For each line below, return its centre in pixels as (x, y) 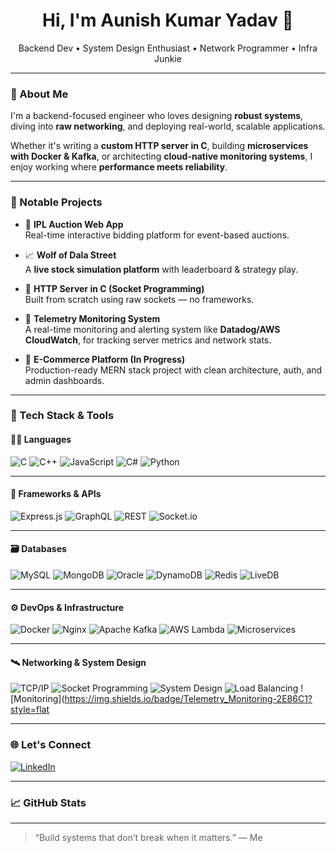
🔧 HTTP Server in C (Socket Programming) (114, 288)
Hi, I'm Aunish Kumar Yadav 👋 (168, 20)
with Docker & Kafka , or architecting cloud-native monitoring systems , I (161, 156)
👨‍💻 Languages (41, 440)
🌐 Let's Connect (51, 745)
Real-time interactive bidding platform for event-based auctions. (157, 235)
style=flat (30, 710)
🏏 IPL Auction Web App (74, 224)
